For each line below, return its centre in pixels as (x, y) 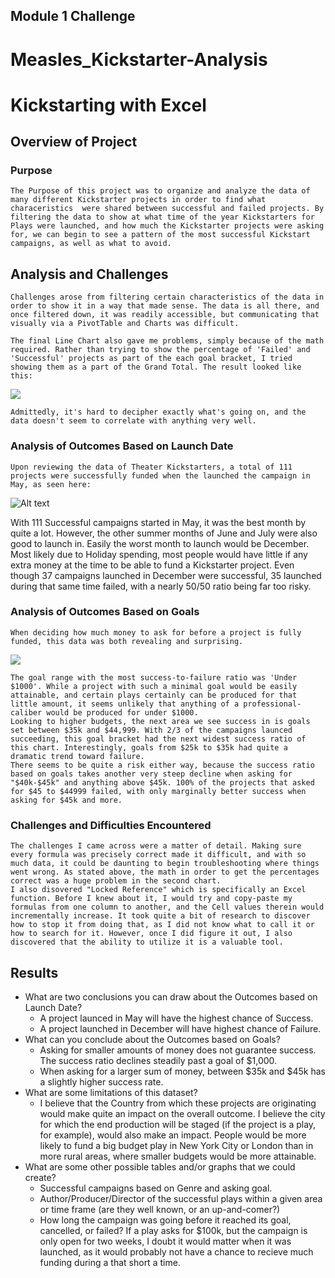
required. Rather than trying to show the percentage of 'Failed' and (160, 350)
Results (34, 972)
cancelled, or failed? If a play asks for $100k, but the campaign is (173, 1230)
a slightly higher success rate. (101, 1081)
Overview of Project (74, 142)
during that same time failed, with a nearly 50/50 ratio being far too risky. (161, 586)
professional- (272, 704)
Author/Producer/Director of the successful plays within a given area (181, 1198)
